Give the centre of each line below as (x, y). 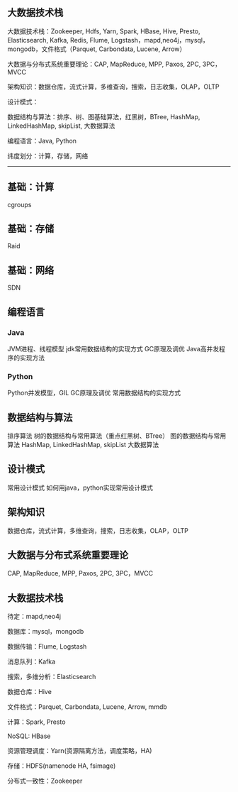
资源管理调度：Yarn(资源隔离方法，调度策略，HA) (80, 751)
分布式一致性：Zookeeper (45, 781)
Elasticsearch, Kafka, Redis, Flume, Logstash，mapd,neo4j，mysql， (108, 40)
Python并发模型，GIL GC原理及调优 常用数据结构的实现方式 (94, 393)
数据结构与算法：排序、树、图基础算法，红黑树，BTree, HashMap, (104, 116)
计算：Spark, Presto (36, 722)
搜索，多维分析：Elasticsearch (52, 677)
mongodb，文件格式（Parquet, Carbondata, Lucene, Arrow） (97, 49)
